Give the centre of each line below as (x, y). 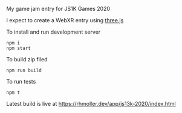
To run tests (21, 81)
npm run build (24, 70)
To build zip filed (27, 59)
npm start (19, 48)
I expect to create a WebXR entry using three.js (65, 20)
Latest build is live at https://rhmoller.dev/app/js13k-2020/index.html (91, 104)
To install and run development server (54, 32)
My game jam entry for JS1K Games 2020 (58, 9)
